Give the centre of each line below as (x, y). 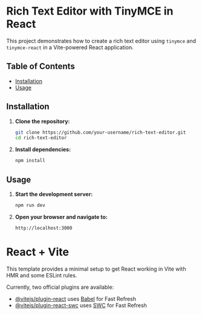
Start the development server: (54, 194)
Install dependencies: (43, 149)
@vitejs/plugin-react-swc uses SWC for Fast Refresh (81, 305)
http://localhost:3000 (44, 228)
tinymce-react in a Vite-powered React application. (70, 47)
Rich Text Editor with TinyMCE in (90, 11)
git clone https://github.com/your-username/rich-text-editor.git (100, 132)
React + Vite (38, 252)
